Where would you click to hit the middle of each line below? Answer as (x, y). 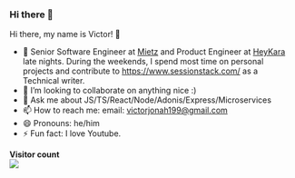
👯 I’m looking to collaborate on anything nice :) (109, 91)
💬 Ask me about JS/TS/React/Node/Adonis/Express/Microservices (147, 100)
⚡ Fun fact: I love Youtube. (72, 133)
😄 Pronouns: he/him (61, 124)
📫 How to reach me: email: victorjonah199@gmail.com (125, 110)
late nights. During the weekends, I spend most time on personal (143, 62)
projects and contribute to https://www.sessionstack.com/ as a (140, 71)
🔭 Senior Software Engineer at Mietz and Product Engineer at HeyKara (154, 52)
